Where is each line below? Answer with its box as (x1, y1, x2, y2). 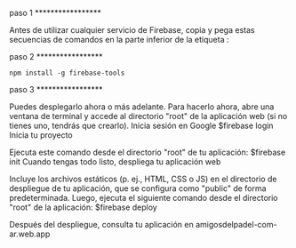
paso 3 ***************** (9, 84, 104, 94)
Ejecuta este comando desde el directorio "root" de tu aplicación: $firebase (9, 147, 286, 157)
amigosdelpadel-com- (195, 220, 277, 229)
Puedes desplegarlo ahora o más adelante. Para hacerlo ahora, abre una (9, 101, 275, 112)
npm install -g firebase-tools (9, 68, 125, 77)
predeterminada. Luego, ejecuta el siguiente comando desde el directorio (9, 193, 278, 203)
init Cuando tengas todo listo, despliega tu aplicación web (9, 156, 221, 167)
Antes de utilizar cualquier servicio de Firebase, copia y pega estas (9, 25, 255, 35)
